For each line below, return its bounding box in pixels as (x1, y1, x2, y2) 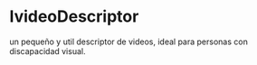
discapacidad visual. (9, 45, 86, 56)
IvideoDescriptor (9, 6, 139, 27)
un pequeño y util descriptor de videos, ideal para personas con (9, 36, 249, 47)
